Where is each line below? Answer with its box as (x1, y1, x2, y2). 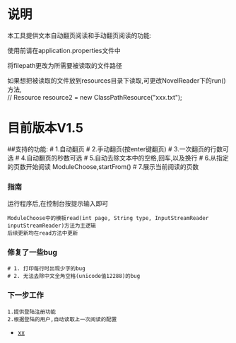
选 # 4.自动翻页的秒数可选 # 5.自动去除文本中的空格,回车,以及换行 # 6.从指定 (7, 153, 230, 162)
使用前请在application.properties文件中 (7, 46, 122, 54)
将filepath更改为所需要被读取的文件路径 (7, 61, 122, 69)
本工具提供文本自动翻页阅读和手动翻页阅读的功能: (7, 31, 152, 40)
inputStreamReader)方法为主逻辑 (7, 222, 97, 230)
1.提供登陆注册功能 (7, 308, 57, 315)
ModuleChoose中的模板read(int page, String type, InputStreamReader (7, 215, 209, 222)
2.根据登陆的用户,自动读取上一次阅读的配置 (7, 315, 117, 322)
